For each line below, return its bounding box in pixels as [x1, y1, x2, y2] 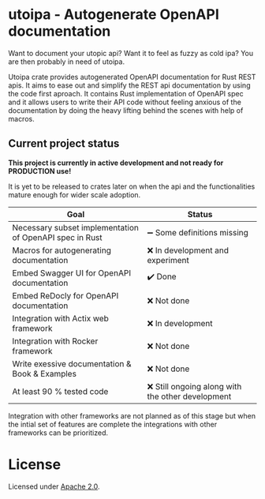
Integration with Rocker [12, 336, 99, 347]
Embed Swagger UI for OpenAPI [12, 267, 132, 278]
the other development [147, 391, 232, 402]
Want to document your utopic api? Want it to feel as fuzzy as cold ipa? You [8, 48, 254, 58]
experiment [147, 254, 189, 265]
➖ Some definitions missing [147, 227, 248, 238]
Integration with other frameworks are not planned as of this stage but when [8, 411, 256, 420]
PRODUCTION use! [8, 166, 72, 175]
